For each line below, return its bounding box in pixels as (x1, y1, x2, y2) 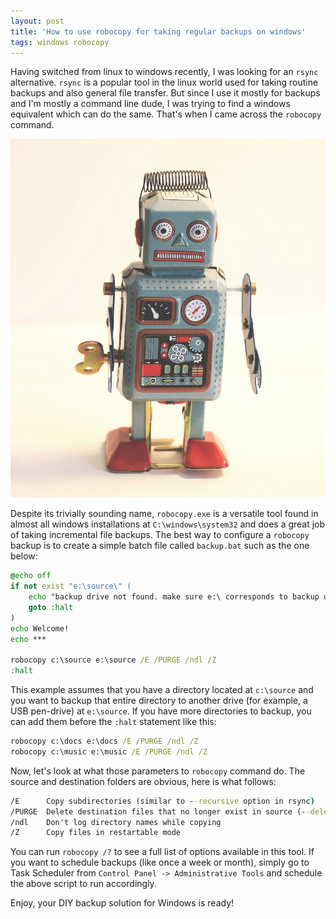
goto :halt (28, 602, 74, 612)
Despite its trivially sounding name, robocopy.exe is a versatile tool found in (10, 508, 319, 520)
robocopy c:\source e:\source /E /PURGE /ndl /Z (10, 655, 217, 665)
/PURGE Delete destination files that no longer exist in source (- (10, 806, 307, 817)
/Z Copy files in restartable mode (10, 828, 182, 838)
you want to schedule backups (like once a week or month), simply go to (10, 856, 310, 869)
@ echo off (10, 571, 52, 581)
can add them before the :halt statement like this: (10, 716, 217, 728)
